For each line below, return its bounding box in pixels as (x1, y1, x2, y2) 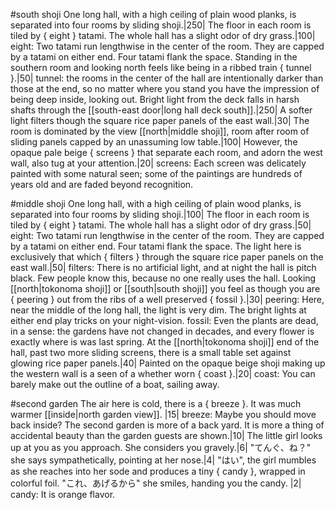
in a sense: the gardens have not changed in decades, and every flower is (10, 325, 315, 337)
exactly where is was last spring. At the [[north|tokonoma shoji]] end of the (10, 336, 320, 348)
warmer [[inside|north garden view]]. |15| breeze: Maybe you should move (10, 409, 317, 420)
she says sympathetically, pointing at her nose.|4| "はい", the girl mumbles (10, 454, 317, 466)
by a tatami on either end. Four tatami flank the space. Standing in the (10, 51, 298, 63)
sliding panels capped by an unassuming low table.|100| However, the (10, 136, 298, 148)
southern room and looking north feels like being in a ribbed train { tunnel (10, 62, 312, 73)
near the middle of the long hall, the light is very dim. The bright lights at (10, 304, 307, 316)
